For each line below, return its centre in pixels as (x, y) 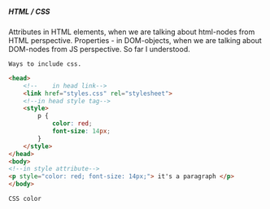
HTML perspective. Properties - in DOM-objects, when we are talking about (135, 40)
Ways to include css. (45, 64)
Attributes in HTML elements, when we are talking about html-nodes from (132, 32)
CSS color (25, 199)
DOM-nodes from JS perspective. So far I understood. (99, 49)
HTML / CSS (29, 11)
